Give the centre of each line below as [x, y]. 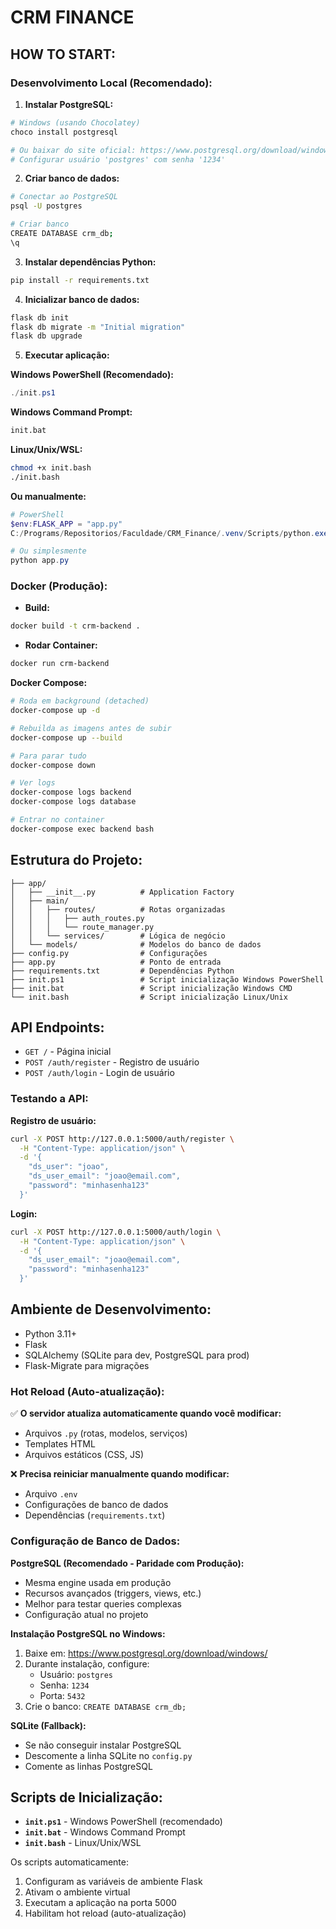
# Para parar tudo [48, 756]
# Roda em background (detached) [80, 701]
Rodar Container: [61, 645]
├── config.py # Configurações [109, 953]
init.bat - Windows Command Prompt [105, 1832]
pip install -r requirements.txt [80, 280]
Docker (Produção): [59, 586]
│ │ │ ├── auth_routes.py [77, 918]
